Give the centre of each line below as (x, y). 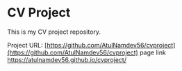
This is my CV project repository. (54, 32)
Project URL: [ (27, 45)
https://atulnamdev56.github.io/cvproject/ (67, 59)
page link (153, 52)
